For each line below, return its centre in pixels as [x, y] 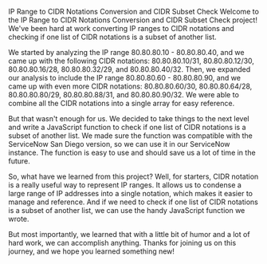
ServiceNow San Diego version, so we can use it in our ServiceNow [119, 144]
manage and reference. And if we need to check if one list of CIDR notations [133, 202]
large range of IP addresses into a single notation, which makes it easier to [131, 193]
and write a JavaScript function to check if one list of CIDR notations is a [127, 127]
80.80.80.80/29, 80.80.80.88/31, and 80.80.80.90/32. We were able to [124, 95]
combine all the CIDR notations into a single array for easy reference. [122, 103]
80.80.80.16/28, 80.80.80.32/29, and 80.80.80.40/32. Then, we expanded [130, 69]
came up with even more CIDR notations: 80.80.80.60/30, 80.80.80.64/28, [130, 86]
